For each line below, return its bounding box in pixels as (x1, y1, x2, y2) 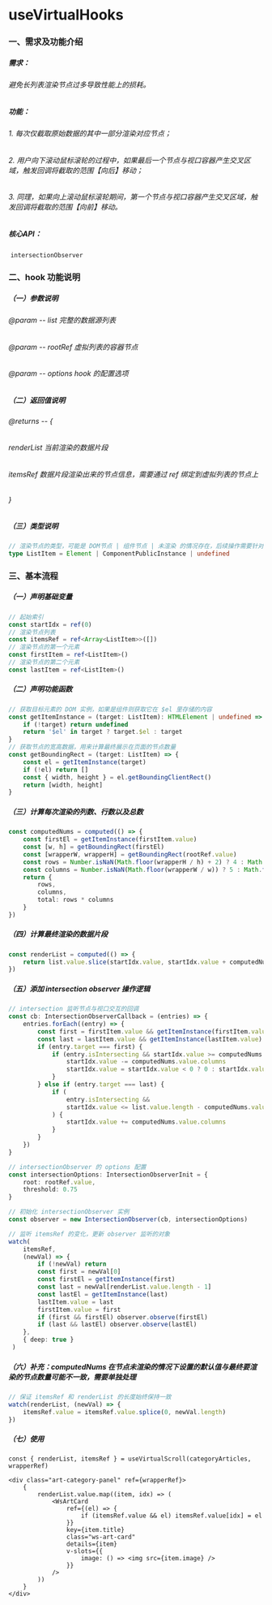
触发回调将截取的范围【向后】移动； (22, 165, 143, 175)
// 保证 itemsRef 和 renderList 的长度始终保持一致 (8, 1392, 172, 1401)
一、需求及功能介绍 (8, 37, 83, 48)
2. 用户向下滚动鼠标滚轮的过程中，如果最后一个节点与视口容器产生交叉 (8, 155, 244, 165)
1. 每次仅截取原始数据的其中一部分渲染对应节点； (8, 128, 172, 139)
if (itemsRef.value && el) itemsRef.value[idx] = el (80, 1512, 263, 1520)
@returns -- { (8, 416, 53, 426)
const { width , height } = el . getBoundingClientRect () (23, 773, 212, 781)
